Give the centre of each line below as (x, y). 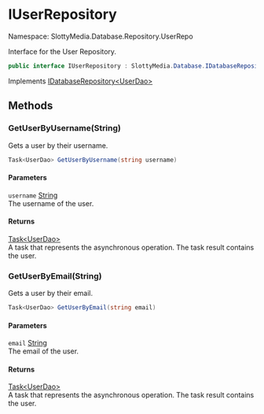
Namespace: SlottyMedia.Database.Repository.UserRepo (101, 36)
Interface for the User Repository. (62, 51)
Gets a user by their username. (58, 145)
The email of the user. (44, 351)
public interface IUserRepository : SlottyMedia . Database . (107, 66)
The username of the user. (51, 203)
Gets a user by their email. (51, 294)
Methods (31, 106)
